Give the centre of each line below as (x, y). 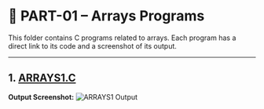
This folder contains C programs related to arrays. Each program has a (122, 38)
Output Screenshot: (41, 96)
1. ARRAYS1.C (42, 78)
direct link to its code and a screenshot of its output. (92, 45)
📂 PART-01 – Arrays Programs (106, 16)
